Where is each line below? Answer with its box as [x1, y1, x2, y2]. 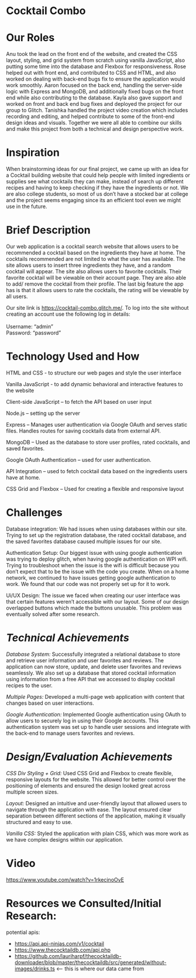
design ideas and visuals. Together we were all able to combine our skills [6, 119, 182, 126]
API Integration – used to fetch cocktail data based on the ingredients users [6, 467, 188, 474]
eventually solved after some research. [6, 610, 100, 618]
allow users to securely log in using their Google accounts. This [6, 717, 159, 724]
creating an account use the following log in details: [6, 310, 130, 317]
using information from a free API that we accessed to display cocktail [6, 675, 176, 682]
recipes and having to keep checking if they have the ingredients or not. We [6, 184, 188, 192]
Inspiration [6, 146, 60, 159]
